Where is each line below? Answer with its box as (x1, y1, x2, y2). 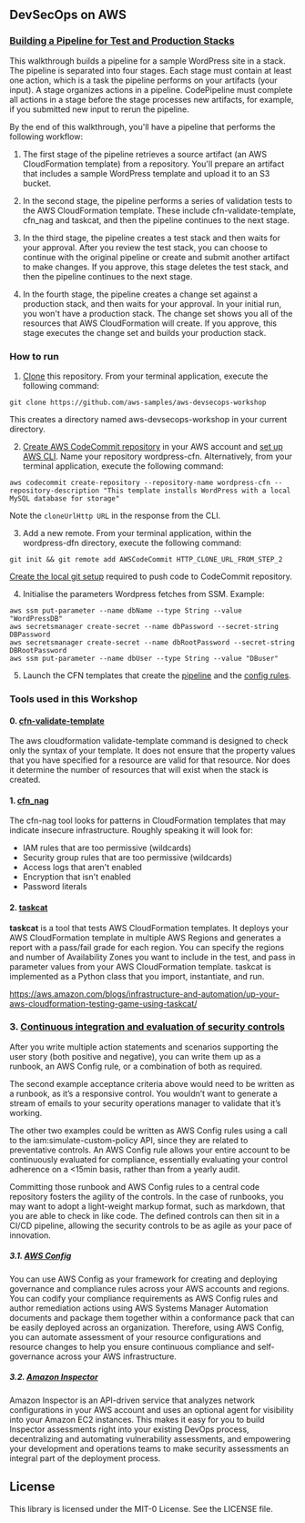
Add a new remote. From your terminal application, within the (22, 527, 252, 538)
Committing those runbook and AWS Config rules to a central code (9, 1181, 260, 1192)
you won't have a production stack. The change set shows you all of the (22, 308, 293, 319)
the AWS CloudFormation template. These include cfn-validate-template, (22, 205, 296, 216)
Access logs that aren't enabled (22, 862, 143, 873)
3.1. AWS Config (9, 1251, 72, 1262)
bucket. (22, 178, 52, 188)
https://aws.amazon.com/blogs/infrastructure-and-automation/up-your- (9, 988, 280, 1000)
